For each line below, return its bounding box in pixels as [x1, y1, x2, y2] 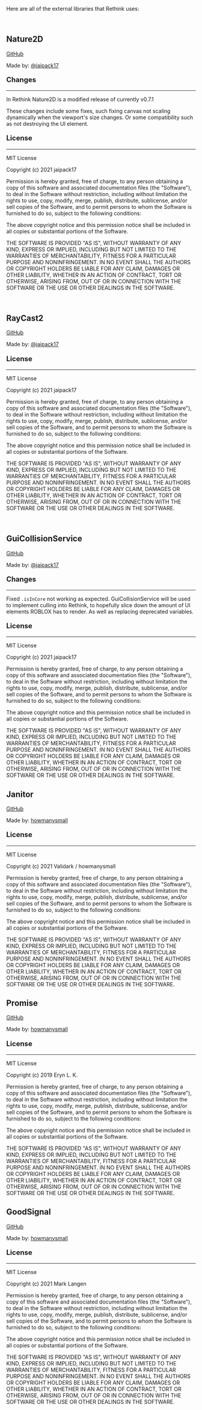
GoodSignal [6, 1207, 51, 1217]
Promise [6, 998, 38, 1008]
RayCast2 [6, 313, 44, 323]
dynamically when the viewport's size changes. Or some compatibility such [6, 114, 194, 121]
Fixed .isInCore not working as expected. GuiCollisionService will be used [6, 595, 191, 602]
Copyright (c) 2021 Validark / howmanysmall [6, 862, 116, 870]
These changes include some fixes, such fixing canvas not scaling [6, 108, 171, 115]
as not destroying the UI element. [6, 120, 89, 128]
